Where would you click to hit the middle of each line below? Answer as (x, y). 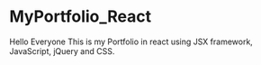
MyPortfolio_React (80, 17)
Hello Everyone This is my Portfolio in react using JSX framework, (131, 42)
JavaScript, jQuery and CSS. (62, 51)
